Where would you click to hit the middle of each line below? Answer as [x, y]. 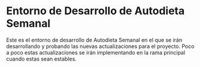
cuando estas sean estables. [41, 59]
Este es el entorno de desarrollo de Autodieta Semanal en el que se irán [94, 40]
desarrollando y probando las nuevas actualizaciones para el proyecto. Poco [100, 46]
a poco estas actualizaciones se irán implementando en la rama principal [96, 52]
